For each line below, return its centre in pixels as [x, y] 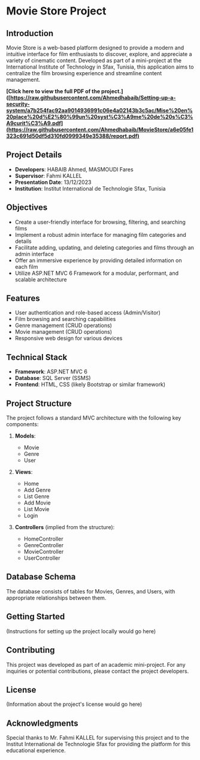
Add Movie [37, 503]
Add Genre [37, 490]
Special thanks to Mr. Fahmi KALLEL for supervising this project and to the [98, 738]
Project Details [34, 155]
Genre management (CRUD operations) [63, 325]
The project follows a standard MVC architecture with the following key [94, 418]
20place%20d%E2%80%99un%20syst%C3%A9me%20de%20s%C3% [100, 117]
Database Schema [41, 577]
